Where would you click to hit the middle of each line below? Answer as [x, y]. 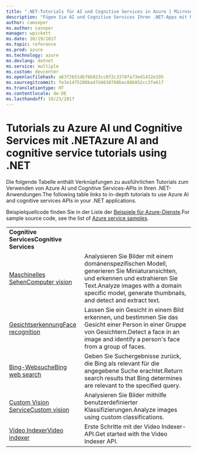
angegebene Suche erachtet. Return [133, 371]
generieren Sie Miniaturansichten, [131, 271]
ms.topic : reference [31, 45]
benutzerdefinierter [111, 402]
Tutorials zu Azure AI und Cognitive [94, 128]
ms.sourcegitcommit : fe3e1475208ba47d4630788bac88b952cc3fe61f [85, 83]
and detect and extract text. [122, 300]
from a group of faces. [115, 346]
